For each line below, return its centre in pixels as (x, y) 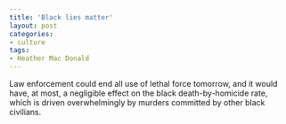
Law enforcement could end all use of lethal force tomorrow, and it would (143, 84)
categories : (31, 34)
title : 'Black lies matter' (61, 17)
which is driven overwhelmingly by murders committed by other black (137, 102)
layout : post (33, 26)
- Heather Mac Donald (49, 58)
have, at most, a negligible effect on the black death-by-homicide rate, (139, 93)
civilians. (25, 112)
